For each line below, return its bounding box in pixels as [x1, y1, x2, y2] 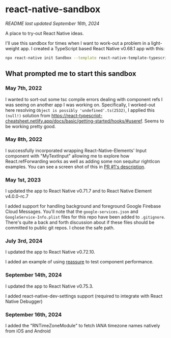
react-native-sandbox [5, 4, 101, 15]
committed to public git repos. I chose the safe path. [5, 225, 115, 231]
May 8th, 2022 [5, 136, 42, 143]
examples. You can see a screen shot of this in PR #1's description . [5, 164, 146, 170]
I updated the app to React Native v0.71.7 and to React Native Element [5, 188, 152, 194]
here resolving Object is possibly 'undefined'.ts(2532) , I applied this [5, 107, 155, 113]
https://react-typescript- [51, 112, 103, 118]
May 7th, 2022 [5, 85, 42, 92]
